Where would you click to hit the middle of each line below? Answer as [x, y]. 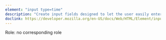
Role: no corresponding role [33, 33]
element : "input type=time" [34, 10]
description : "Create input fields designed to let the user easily [77, 14]
